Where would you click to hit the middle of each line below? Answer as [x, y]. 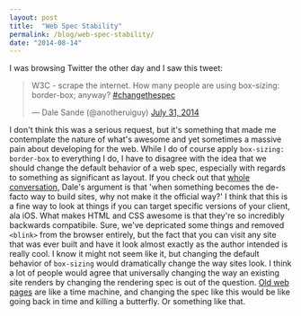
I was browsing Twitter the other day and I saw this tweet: [116, 68]
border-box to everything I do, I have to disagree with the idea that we [138, 159]
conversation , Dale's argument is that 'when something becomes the [137, 187]
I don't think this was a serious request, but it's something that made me [143, 130]
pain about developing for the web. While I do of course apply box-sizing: [147, 149]
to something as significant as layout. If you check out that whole [129, 178]
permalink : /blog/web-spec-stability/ [82, 34]
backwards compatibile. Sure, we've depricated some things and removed [147, 225]
